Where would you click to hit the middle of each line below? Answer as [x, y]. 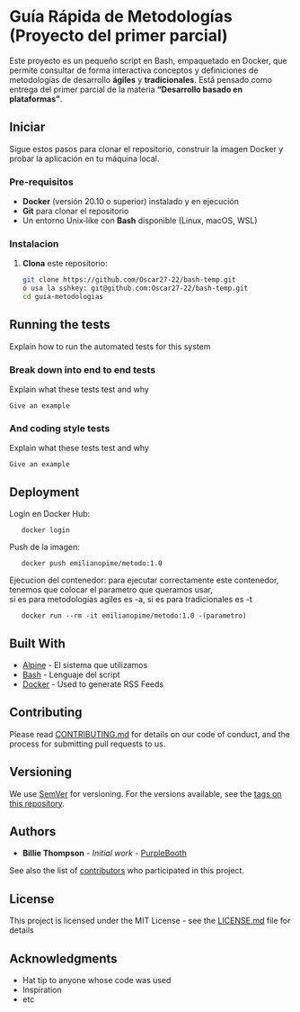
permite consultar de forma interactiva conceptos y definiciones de [134, 70]
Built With [37, 643]
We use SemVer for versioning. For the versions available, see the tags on [146, 793]
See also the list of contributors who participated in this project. [127, 871]
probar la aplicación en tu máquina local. [84, 158]
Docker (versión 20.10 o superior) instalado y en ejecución [131, 202]
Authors [33, 831]
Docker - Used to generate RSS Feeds [93, 684]
